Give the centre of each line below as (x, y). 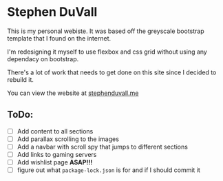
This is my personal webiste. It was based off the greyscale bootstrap (106, 31)
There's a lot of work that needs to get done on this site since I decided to (112, 72)
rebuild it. (21, 79)
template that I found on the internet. (59, 38)
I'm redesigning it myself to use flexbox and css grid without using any (107, 52)
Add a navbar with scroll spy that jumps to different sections (102, 147)
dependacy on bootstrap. (43, 58)
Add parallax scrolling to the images (68, 139)
